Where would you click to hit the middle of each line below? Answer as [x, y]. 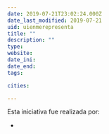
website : [20, 54]
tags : [15, 73]
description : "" [31, 40]
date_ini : [22, 60]
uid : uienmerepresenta [40, 27]
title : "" [22, 33]
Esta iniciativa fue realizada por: [53, 112]
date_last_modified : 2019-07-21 [54, 20]
